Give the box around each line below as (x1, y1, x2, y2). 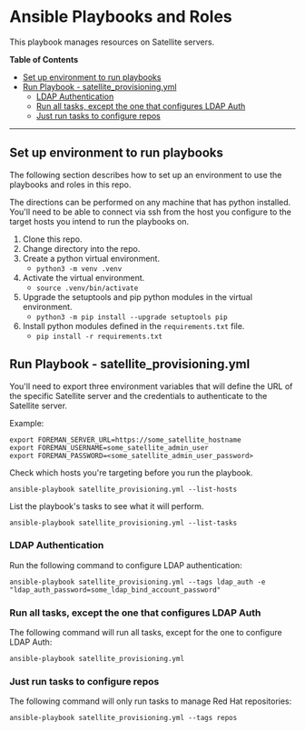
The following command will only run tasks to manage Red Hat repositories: (9, 696, 292, 706)
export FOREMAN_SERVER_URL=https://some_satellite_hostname (9, 435, 242, 445)
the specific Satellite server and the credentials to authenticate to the (9, 390, 268, 401)
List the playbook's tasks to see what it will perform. (9, 500, 204, 511)
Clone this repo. (22, 234, 83, 245)
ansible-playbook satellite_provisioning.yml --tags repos (9, 714, 238, 723)
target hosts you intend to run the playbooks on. (9, 215, 190, 226)
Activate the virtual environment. (22, 272, 145, 283)
